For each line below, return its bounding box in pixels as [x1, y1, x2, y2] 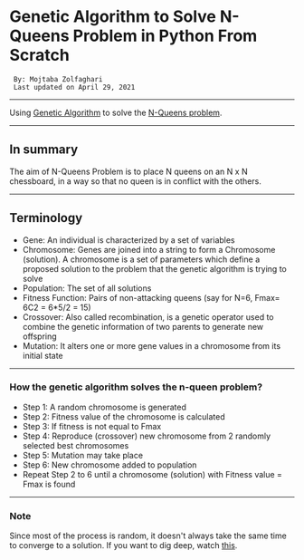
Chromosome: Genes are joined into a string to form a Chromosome [22, 244, 276, 255]
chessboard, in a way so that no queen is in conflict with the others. [9, 175, 262, 187]
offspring [22, 331, 57, 342]
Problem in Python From [72, 25, 258, 46]
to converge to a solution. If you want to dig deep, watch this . [9, 540, 238, 551]
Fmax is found [22, 478, 76, 489]
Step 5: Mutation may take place [22, 449, 143, 460]
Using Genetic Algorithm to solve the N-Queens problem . [9, 107, 223, 118]
